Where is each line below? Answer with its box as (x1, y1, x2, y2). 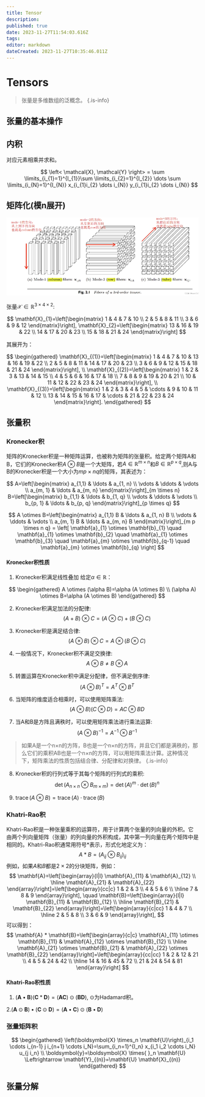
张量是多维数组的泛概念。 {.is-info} (21, 96, 110, 104)
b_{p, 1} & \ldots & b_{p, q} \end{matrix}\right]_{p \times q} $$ (25, 499, 180, 507)
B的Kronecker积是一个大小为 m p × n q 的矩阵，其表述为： (6, 468, 148, 476)
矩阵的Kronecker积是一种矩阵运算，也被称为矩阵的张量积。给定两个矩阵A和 (6, 452, 196, 460)
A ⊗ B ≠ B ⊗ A (86, 659, 128, 667)
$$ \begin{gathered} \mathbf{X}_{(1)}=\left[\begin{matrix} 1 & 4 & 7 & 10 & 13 (6, 353, 199, 360)
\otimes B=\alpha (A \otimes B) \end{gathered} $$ (39, 592, 166, 599)
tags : (6, 35, 20, 42)
